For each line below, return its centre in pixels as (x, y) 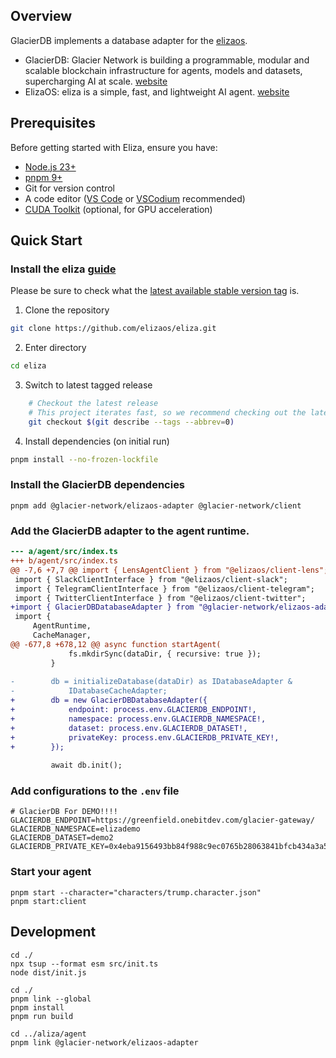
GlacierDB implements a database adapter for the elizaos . (129, 40)
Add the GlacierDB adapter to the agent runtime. (130, 531)
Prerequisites (53, 123)
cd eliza (28, 366)
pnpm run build (42, 1016)
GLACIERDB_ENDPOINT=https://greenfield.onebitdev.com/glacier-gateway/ (162, 820)
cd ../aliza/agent (48, 1034)
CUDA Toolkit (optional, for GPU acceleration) (118, 209)
